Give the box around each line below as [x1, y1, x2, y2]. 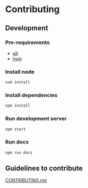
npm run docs [5, 150, 33, 155]
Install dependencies [5, 91, 58, 99]
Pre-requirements [5, 39, 50, 46]
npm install [5, 103, 30, 108]
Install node [5, 68, 35, 75]
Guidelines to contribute [5, 164, 83, 172]
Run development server [5, 115, 67, 122]
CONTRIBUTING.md [5, 177, 47, 183]
